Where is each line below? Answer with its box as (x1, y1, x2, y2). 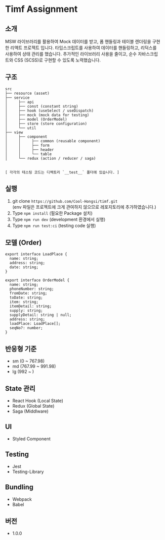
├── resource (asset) (5, 91, 50, 96)
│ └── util (5, 125, 37, 130)
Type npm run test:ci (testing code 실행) (12, 222, 96, 229)
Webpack (12, 496, 32, 502)
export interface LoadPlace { (5, 252, 68, 257)
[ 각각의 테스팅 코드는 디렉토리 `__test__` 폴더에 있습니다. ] (5, 170, 120, 175)
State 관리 (5, 384, 36, 393)
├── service (5, 95, 30, 100)
